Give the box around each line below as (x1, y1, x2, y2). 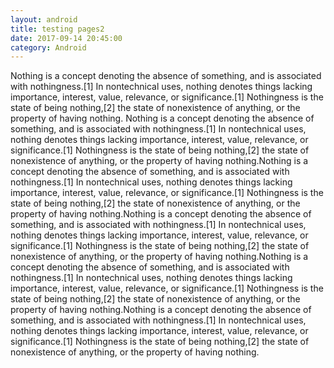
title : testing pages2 (10, 24, 105, 34)
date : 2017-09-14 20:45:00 (10, 33, 123, 43)
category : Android (10, 42, 87, 53)
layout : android (10, 14, 78, 25)
